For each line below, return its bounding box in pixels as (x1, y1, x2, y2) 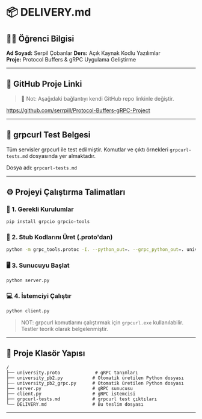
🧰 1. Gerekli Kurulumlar (6, 205, 74, 213)
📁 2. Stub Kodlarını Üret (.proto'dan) (6, 233, 113, 242)
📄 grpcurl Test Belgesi (6, 130, 91, 140)
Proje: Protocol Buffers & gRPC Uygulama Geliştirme (6, 56, 136, 63)
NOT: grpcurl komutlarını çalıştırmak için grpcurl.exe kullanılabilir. (20, 318, 184, 326)
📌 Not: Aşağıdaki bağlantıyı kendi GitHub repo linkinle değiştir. (20, 95, 174, 102)
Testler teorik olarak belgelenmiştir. (20, 325, 108, 332)
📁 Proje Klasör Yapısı (6, 348, 85, 359)
